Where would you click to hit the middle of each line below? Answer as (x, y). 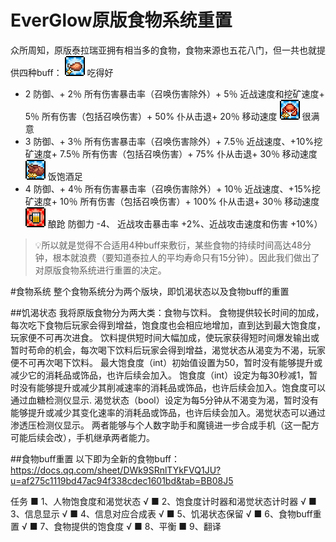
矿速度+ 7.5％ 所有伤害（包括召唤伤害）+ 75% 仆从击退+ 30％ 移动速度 (171, 153)
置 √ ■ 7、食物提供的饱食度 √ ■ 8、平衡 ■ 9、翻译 (116, 526)
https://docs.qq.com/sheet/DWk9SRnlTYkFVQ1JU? (116, 470)
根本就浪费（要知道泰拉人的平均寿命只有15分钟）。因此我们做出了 (186, 257)
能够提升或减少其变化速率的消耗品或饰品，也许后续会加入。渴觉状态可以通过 (168, 412)
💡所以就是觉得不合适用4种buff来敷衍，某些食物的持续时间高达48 (168, 245)
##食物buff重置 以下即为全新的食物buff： (95, 458)
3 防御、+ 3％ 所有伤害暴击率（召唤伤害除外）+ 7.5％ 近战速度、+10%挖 (173, 141)
